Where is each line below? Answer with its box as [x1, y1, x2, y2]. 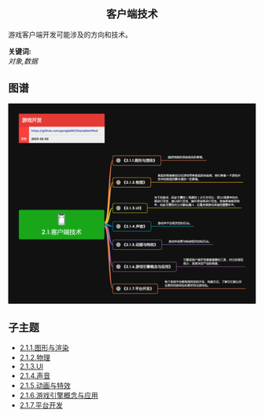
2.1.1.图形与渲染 [19, 343, 69, 353]
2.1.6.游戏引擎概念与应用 [19, 391, 98, 401]
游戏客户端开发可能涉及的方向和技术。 [8, 30, 132, 39]
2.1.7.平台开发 [19, 401, 63, 410]
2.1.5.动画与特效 [19, 381, 71, 390]
